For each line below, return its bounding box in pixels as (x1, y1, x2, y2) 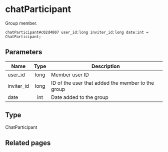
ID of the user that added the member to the (50, 79, 154, 86)
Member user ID (50, 71, 89, 78)
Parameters (5, 48, 42, 56)
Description (91, 63, 120, 70)
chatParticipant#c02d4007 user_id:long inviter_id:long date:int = (5, 30, 149, 35)
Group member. (5, 20, 37, 26)
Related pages (5, 138, 51, 147)
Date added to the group (50, 94, 108, 101)
